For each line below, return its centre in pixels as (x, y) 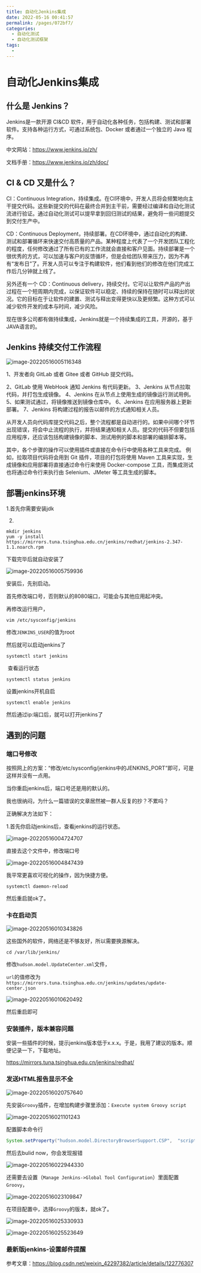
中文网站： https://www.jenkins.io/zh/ (52, 149)
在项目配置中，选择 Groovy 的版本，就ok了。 (59, 1209)
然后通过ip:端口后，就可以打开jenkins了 (55, 715)
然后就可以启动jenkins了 (36, 645)
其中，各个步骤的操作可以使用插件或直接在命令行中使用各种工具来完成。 (95, 450)
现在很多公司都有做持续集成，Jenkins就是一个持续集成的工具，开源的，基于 (100, 319)
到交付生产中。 (25, 221)
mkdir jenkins (24, 532)
